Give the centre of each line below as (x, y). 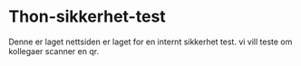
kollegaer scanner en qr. (54, 51)
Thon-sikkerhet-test (87, 17)
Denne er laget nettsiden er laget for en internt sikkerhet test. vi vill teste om (150, 42)
